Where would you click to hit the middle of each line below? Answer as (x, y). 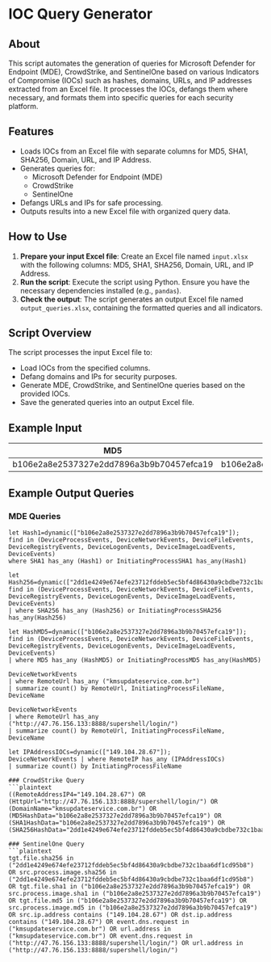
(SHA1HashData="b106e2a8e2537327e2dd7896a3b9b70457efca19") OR (117, 823)
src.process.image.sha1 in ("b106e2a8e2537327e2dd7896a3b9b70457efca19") (135, 893)
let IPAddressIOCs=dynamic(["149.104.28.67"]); (90, 752)
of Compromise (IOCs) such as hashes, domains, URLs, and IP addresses (130, 80)
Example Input (45, 428)
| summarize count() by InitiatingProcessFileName (95, 766)
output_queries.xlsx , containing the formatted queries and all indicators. (141, 307)
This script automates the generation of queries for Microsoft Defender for (132, 63)
